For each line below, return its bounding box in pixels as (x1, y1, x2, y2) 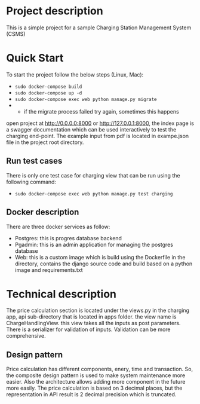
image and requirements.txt (14, 266, 83, 273)
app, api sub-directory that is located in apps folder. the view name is (6, 313, 177, 320)
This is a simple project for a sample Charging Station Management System (6, 24, 192, 31)
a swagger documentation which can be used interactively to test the (6, 126, 177, 133)
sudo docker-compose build (14, 84, 82, 90)
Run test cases (6, 156, 63, 166)
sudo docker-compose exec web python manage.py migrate (14, 96, 157, 102)
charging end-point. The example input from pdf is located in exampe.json (6, 132, 189, 139)
